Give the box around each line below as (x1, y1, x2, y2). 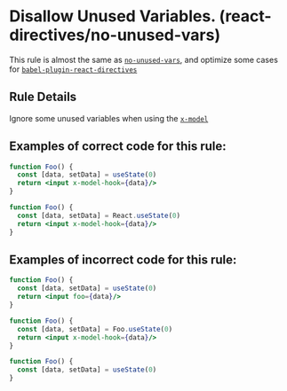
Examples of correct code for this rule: (9, 139, 227, 154)
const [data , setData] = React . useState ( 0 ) (17, 211, 180, 220)
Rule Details (9, 90, 77, 105)
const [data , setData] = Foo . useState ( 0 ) (17, 325, 173, 333)
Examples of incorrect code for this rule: (9, 252, 237, 267)
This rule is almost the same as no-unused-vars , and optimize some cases (9, 54, 278, 65)
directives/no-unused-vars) (9, 25, 220, 45)
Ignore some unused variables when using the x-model (9, 113, 209, 123)
